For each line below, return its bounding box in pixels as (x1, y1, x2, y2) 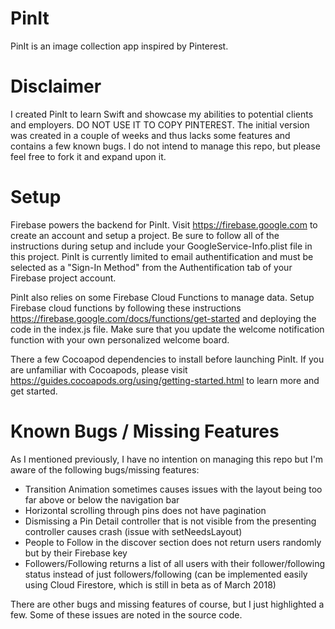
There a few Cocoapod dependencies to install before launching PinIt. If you (10, 353, 325, 365)
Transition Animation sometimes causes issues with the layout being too (24, 483, 323, 495)
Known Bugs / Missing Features (10, 420, 280, 442)
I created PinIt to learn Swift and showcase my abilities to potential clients (10, 108, 314, 120)
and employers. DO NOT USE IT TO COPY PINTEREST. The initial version (10, 118, 310, 131)
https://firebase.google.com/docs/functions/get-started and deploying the (10, 312, 317, 324)
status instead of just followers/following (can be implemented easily (24, 568, 308, 580)
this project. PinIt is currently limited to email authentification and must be (10, 250, 314, 262)
